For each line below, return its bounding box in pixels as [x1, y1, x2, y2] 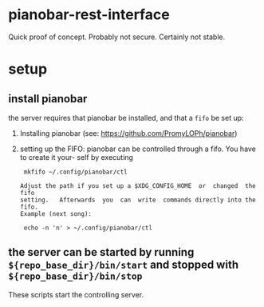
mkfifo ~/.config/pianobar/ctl [23, 168, 128, 176]
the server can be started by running [8, 245, 195, 259]
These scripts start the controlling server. [8, 289, 144, 299]
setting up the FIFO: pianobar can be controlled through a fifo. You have [19, 144, 257, 153]
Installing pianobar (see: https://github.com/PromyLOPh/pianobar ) [19, 128, 238, 138]
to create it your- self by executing [19, 152, 134, 161]
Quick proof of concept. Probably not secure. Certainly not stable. [8, 32, 226, 42]
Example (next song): [19, 209, 92, 217]
